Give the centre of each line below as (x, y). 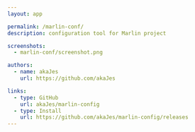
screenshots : (27, 46)
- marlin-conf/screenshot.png (58, 53)
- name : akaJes (36, 72)
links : (17, 91)
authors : (20, 65)
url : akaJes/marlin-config (60, 104)
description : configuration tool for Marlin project (87, 33)
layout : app (25, 14)
